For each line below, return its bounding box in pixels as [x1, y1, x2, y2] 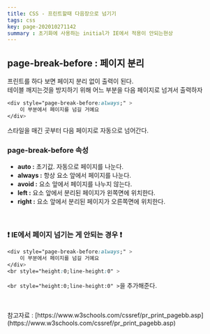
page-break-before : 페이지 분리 [7, 57, 144, 69]
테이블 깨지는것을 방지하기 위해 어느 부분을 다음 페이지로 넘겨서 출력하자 [7, 86, 203, 94]
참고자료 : [7, 311, 33, 319]
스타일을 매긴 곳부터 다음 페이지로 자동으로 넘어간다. [7, 126, 149, 135]
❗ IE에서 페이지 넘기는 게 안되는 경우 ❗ [7, 229, 122, 239]
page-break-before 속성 [7, 145, 89, 155]
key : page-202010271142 [7, 23, 77, 30]
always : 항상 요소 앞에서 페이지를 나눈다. [17, 171, 131, 179]
